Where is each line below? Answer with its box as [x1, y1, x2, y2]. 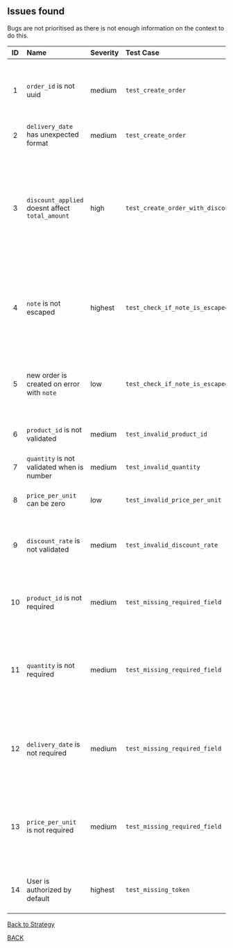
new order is [26, 370, 67, 380]
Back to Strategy [7, 920, 55, 928]
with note [26, 387, 57, 397]
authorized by [26, 885, 72, 895]
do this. [7, 31, 29, 39]
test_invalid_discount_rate [126, 541, 218, 549]
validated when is [26, 462, 84, 472]
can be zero [26, 498, 66, 508]
